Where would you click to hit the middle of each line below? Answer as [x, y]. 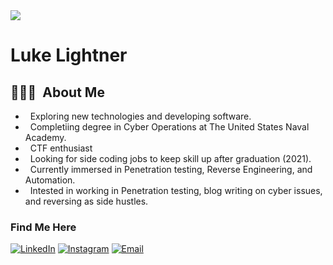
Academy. [45, 137]
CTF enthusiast [61, 148]
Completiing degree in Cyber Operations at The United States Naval [169, 127]
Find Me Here [43, 227]
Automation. [50, 180]
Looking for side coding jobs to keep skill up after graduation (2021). [170, 158]
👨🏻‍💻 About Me [57, 92]
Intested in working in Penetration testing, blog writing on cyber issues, [176, 190]
